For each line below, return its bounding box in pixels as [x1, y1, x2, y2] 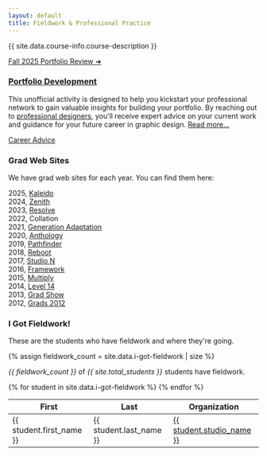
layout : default [8, 11, 62, 20]
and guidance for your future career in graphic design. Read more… [8, 119, 230, 129]
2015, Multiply [8, 273, 54, 283]
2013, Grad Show [8, 290, 65, 299]
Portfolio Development [8, 76, 98, 88]
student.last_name [93, 425, 162, 436]
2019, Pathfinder [8, 240, 62, 249]
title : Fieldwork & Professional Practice [8, 19, 151, 27]
